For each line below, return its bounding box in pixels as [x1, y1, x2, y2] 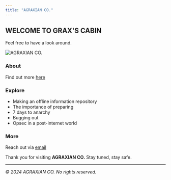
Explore [5, 87, 25, 94]
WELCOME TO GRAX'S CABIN [5, 27, 102, 35]
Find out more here [5, 74, 46, 80]
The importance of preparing [12, 104, 74, 110]
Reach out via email [5, 144, 47, 150]
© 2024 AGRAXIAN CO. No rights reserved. [5, 169, 97, 175]
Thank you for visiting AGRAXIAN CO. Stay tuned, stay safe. [5, 154, 132, 161]
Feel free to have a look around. [5, 40, 72, 46]
